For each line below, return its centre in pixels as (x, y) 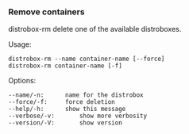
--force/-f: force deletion (62, 102)
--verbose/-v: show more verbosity (78, 116)
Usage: (20, 44)
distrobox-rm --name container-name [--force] (87, 59)
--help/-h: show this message (67, 109)
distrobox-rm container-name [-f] (66, 66)
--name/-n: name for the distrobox (76, 95)
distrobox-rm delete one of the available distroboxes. (95, 29)
